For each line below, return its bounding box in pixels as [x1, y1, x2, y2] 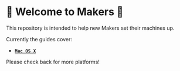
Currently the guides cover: [6, 35, 72, 42]
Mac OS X [14, 48, 36, 54]
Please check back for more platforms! [6, 58, 100, 65]
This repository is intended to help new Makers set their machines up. [6, 24, 175, 31]
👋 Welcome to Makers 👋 [6, 5, 124, 19]
